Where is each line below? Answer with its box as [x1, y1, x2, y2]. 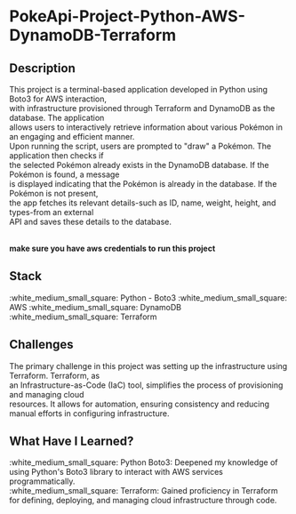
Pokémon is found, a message [9, 169, 120, 180]
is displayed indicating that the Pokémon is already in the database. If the [9, 179, 277, 189]
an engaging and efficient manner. [9, 132, 135, 141]
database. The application [9, 113, 105, 123]
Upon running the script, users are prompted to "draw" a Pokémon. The [9, 141, 272, 151]
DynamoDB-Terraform [9, 25, 177, 45]
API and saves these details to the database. [9, 216, 172, 227]
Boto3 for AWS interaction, [9, 93, 107, 104]
